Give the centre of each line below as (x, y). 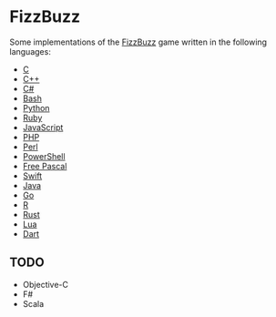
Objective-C (46, 284)
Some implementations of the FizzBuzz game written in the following (138, 42)
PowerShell (44, 156)
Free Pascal (45, 166)
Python (36, 107)
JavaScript (43, 127)
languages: (31, 51)
